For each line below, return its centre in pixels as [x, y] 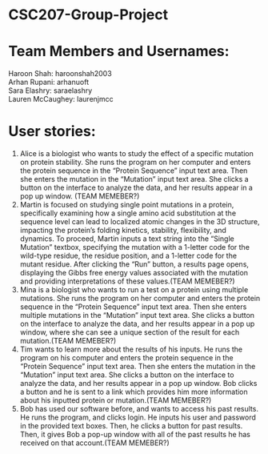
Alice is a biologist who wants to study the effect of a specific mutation [137, 154]
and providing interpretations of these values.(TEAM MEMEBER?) [127, 281]
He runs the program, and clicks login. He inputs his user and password [138, 417]
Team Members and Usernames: [119, 52]
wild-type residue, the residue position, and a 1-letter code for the [128, 256]
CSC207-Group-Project [88, 15]
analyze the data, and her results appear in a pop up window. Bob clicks [138, 384]
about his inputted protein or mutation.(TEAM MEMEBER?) [116, 400]
